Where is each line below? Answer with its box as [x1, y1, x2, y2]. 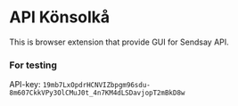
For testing [9, 59, 58, 71]
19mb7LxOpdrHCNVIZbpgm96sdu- [42, 81, 152, 90]
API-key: [9, 79, 41, 90]
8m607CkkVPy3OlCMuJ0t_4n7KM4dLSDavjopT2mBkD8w [9, 88, 185, 98]
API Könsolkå [9, 7, 111, 28]
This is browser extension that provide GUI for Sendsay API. [9, 37, 229, 47]
